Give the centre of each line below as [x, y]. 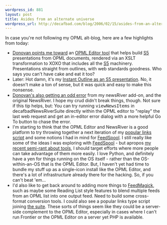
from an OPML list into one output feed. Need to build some [73, 196]
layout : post [19, 14]
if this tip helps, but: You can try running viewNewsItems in [74, 106]
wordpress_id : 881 [24, 10]
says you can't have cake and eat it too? [53, 74]
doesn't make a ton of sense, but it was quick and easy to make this [82, 85]
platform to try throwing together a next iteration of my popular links [82, 132]
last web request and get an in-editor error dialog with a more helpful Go [86, 116]
